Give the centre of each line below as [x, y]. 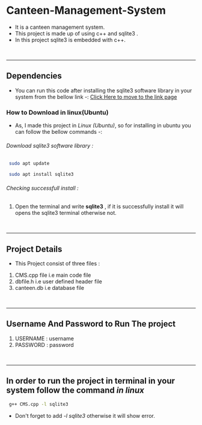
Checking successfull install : [43, 188]
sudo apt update [29, 164]
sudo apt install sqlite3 [41, 175]
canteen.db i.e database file [49, 288]
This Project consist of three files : [57, 264]
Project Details [34, 249]
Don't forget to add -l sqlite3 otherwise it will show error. [85, 415]
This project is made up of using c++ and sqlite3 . [76, 33]
